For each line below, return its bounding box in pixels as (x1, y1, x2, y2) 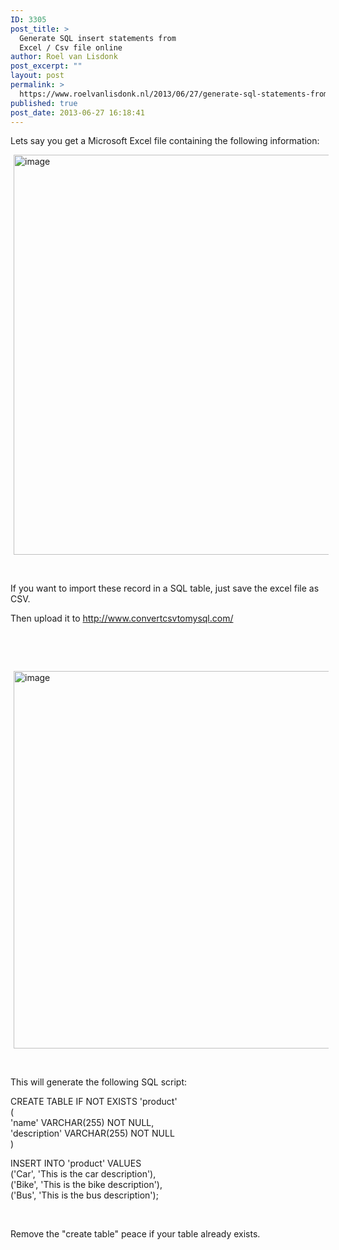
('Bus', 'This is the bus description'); (10, 1189, 159, 1201)
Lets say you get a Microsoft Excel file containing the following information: (10, 135, 320, 147)
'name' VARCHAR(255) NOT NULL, (10, 1117, 155, 1129)
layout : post (10, 71, 65, 81)
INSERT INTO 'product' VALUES (10, 1157, 142, 1170)
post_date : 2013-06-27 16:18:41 (10, 107, 145, 118)
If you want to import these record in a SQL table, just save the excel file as (10, 582, 320, 595)
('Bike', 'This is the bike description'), (10, 1179, 163, 1191)
